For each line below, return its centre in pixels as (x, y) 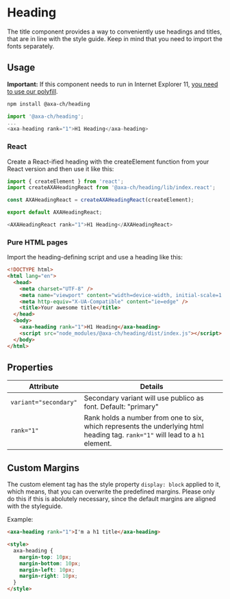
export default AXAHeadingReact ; (55, 213)
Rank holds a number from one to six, (144, 418)
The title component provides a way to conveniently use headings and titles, (115, 31)
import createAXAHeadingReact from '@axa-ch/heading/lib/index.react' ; (111, 188)
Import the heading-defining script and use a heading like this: (95, 257)
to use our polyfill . (33, 91)
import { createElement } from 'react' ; (66, 181)
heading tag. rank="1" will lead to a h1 (144, 435)
